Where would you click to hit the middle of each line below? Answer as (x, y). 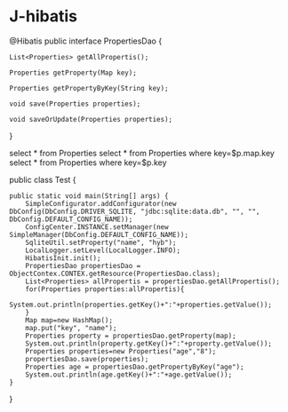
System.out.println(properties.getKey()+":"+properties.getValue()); (141, 305)
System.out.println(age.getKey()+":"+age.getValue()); (129, 375)
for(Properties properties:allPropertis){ (105, 289)
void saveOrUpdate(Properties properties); (91, 119)
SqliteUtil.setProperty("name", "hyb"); (101, 242)
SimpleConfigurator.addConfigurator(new (101, 203)
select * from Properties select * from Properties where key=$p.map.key (142, 153)
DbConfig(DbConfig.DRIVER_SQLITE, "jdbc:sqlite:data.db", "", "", (135, 211)
